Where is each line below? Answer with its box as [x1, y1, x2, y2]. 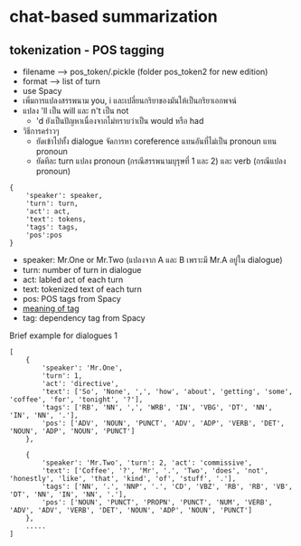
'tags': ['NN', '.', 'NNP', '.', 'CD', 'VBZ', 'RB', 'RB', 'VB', [42, 482, 294, 491]
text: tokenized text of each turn [22, 284, 143, 295]
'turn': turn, [25, 199, 79, 208]
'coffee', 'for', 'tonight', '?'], [9, 395, 144, 404]
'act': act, [25, 207, 71, 216]
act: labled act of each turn [22, 274, 124, 285]
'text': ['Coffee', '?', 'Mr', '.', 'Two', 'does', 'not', [42, 466, 269, 475]
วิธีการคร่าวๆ [22, 126, 60, 136]
